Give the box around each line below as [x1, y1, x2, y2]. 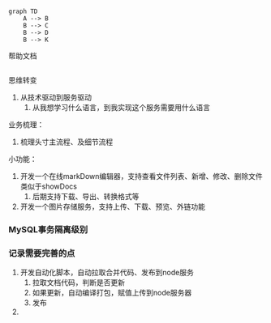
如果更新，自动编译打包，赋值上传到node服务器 [32, 288, 192, 298]
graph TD [8, 7, 38, 15]
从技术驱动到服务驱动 [19, 92, 92, 102]
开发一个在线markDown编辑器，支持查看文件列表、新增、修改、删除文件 [19, 172, 264, 181]
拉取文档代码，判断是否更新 [32, 278, 126, 287]
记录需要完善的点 [8, 248, 75, 259]
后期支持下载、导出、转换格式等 [32, 192, 140, 201]
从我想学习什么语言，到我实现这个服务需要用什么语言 [32, 103, 211, 112]
